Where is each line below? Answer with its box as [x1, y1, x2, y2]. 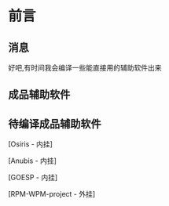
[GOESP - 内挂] [8, 173, 58, 183]
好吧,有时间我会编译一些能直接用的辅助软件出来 [8, 63, 163, 72]
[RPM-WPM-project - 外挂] [8, 190, 96, 199]
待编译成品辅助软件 [8, 117, 101, 130]
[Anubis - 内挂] [8, 156, 57, 165]
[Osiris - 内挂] [8, 139, 53, 149]
